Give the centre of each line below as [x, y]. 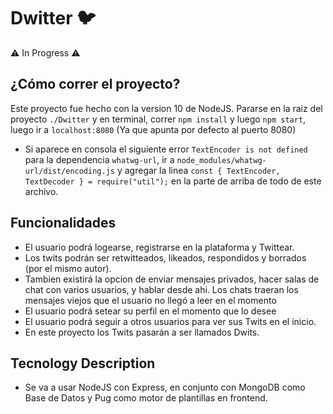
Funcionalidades [63, 223]
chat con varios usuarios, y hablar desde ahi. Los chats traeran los [161, 289]
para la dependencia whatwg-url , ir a [99, 159]
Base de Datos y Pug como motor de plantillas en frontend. [146, 398]
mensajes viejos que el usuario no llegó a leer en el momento [150, 300]
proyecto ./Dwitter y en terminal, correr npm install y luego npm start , [158, 119]
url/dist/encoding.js [69, 171]
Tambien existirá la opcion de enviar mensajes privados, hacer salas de [172, 279]
